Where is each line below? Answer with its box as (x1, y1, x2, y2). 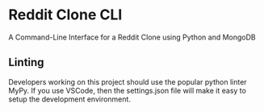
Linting (8, 56, 44, 69)
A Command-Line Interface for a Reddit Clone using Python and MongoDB (8, 32, 256, 42)
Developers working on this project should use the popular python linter (8, 77, 248, 86)
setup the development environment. (8, 94, 132, 104)
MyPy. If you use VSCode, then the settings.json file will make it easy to (8, 85, 246, 95)
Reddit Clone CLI (8, 6, 123, 24)
